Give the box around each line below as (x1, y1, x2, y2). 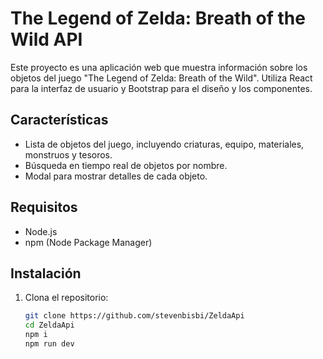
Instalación (10, 265, 82, 282)
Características (10, 112, 109, 129)
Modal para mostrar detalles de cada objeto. (24, 170, 208, 182)
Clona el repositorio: (24, 292, 109, 304)
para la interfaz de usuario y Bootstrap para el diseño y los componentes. (10, 82, 313, 94)
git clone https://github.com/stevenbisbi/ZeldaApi (24, 311, 245, 321)
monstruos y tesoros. (24, 148, 113, 161)
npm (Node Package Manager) (24, 236, 153, 248)
